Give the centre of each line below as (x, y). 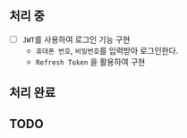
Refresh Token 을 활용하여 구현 (90, 62)
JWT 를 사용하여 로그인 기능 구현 (76, 39)
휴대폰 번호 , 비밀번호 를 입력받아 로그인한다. (107, 50)
